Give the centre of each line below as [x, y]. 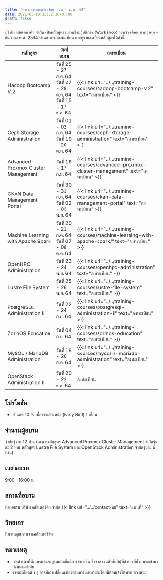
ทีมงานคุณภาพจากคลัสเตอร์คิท [29, 534]
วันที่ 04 [64, 330]
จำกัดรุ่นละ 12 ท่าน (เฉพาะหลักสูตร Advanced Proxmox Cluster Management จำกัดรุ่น [81, 442]
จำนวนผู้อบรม [22, 430]
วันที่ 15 [64, 101]
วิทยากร [14, 523]
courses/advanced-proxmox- [112, 165]
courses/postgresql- [101, 307]
